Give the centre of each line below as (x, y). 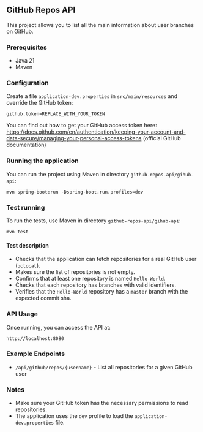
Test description (28, 245)
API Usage (22, 314)
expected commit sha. (43, 298)
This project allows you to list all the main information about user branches (100, 25)
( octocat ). (28, 265)
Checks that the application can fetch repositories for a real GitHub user (106, 259)
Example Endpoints (36, 354)
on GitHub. (20, 31)
